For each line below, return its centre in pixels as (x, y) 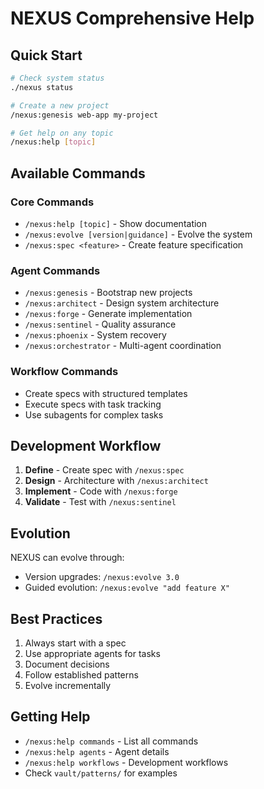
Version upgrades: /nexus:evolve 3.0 (102, 577)
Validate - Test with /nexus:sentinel (100, 502)
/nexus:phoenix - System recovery (95, 335)
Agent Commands (55, 270)
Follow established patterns (81, 674)
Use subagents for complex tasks (94, 414)
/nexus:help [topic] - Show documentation (116, 223)
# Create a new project (60, 105)
